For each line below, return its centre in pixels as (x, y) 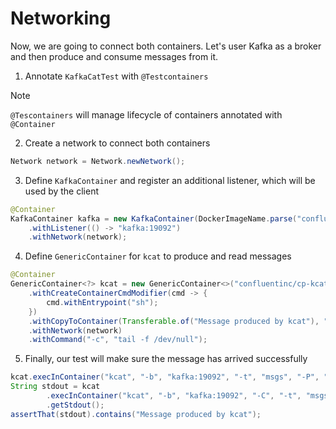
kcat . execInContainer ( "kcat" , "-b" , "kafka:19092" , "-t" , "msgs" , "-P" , (165, 377)
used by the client (61, 191)
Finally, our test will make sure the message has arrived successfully (166, 359)
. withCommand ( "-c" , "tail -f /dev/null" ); (118, 340)
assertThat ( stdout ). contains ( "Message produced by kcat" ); (136, 414)
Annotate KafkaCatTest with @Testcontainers (116, 76)
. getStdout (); (75, 405)
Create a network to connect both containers (117, 143)
